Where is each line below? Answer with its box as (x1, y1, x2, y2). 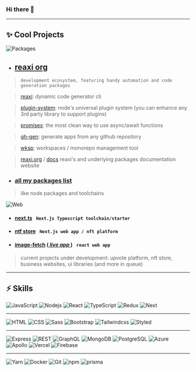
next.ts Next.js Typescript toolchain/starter (14, 214, 130, 221)
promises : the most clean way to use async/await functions (20, 122, 163, 129)
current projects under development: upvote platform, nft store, (20, 254, 173, 261)
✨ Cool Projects (6, 29, 64, 40)
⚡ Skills (6, 283, 33, 293)
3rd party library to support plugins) (20, 110, 107, 117)
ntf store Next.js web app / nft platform (14, 228, 118, 235)
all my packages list (14, 176, 72, 185)
